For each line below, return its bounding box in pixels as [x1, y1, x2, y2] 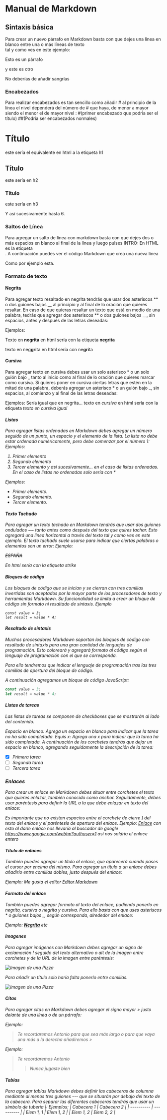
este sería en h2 [5, 177, 38, 183]
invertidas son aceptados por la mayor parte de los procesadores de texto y [5, 590, 162, 596]
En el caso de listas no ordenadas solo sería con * [12, 469, 116, 475]
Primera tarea [12, 754, 41, 760]
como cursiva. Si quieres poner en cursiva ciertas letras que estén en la [5, 379, 152, 385]
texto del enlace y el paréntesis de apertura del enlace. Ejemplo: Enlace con [5, 820, 162, 826]
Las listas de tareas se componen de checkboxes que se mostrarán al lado [5, 713, 160, 719]
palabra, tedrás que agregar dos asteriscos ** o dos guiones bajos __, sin [5, 312, 155, 318]
